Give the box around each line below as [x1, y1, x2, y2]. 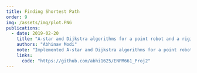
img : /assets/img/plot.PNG [6, 19, 72, 25]
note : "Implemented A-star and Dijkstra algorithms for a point [16, 47, 177, 53]
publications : [6, 25, 41, 31]
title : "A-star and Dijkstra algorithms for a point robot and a [16, 36, 180, 42]
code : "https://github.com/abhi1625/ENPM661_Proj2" [21, 58, 151, 64]
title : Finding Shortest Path [6, 8, 80, 15]
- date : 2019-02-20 [11, 31, 59, 36]
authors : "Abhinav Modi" [16, 42, 77, 48]
